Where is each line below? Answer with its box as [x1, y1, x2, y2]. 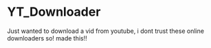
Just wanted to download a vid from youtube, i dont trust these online [7, 27, 205, 35]
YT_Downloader [7, 4, 101, 20]
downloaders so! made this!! [7, 34, 87, 42]
